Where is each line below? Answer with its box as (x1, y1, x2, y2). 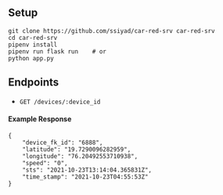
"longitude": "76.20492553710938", (22, 152, 138, 160)
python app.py (8, 54, 55, 62)
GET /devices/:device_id (19, 98, 101, 106)
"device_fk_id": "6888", (22, 139, 103, 146)
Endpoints (8, 76, 59, 89)
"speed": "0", (22, 159, 68, 167)
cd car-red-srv (8, 34, 58, 42)
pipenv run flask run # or (8, 47, 107, 56)
